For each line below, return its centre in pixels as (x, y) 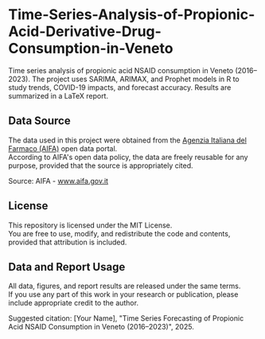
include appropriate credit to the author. (74, 303)
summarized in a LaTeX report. (58, 95)
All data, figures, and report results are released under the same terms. (125, 286)
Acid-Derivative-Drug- (85, 31)
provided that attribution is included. (68, 242)
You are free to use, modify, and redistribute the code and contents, (119, 233)
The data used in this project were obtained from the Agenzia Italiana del (127, 140)
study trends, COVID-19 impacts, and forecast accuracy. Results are (120, 87)
